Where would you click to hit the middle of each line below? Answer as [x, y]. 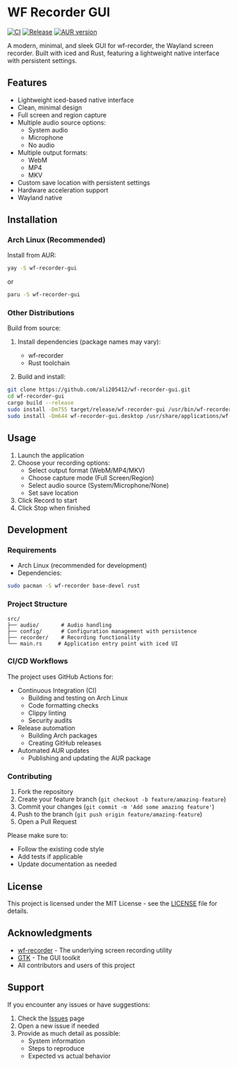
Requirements [32, 550]
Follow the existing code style [61, 849]
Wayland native [40, 197]
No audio [41, 145]
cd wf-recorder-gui [36, 397]
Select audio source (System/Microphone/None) [98, 485]
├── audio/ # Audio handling [60, 625]
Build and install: [41, 377]
